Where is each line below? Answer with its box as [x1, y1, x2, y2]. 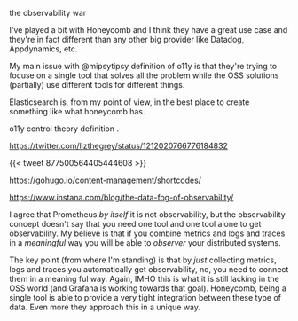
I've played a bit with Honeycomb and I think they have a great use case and [9, 25, 288, 35]
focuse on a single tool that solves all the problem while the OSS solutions [9, 70, 279, 81]
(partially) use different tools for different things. [9, 80, 185, 90]
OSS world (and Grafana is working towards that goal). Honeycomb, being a [9, 283, 286, 294]
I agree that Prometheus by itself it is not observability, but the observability [9, 209, 286, 220]
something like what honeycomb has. [9, 106, 145, 116]
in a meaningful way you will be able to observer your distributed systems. [9, 238, 281, 247]
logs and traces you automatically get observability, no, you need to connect [9, 264, 289, 274]
